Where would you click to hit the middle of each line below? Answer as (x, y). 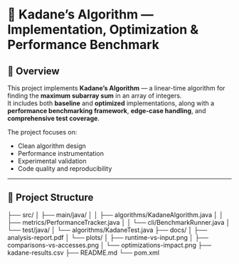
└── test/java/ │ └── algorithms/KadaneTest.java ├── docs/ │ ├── (107, 230)
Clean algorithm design (52, 146)
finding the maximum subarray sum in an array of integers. (95, 96)
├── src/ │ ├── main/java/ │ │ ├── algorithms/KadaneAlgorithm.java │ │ (116, 215)
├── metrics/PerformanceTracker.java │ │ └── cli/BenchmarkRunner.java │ (119, 222)
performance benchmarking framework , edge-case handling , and (107, 111)
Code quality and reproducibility (65, 169)
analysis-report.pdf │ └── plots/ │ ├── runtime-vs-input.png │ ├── (108, 237)
